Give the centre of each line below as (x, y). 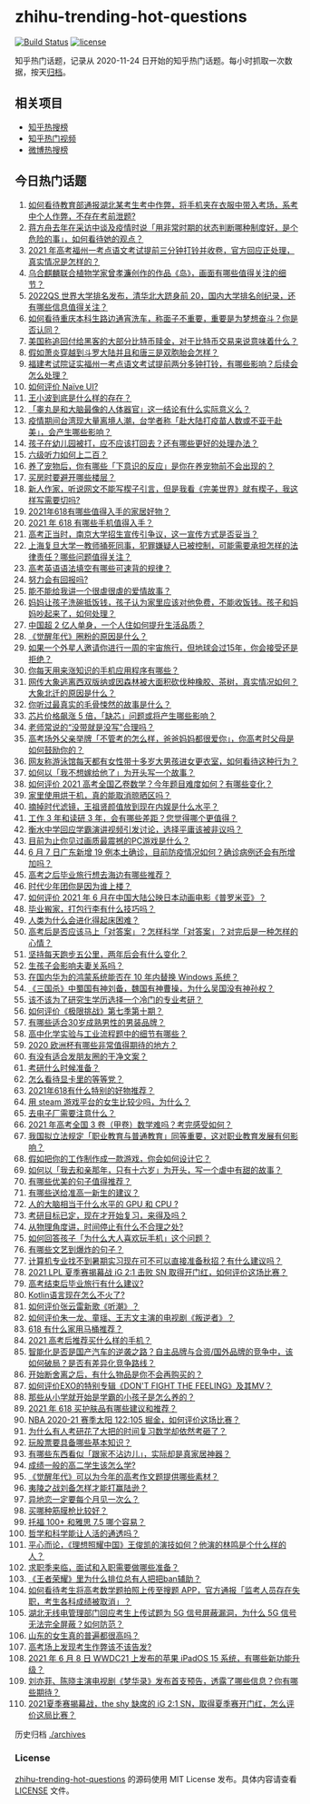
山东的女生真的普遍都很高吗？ (83, 1635)
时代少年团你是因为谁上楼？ (80, 886)
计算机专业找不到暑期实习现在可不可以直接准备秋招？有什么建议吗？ (155, 1261)
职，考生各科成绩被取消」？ (80, 1601)
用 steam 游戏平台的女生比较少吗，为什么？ (109, 1102)
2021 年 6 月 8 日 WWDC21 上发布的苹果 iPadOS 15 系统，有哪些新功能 (160, 1658)
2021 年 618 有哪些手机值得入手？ (91, 522)
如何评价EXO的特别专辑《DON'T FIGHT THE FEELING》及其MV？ (150, 1385)
